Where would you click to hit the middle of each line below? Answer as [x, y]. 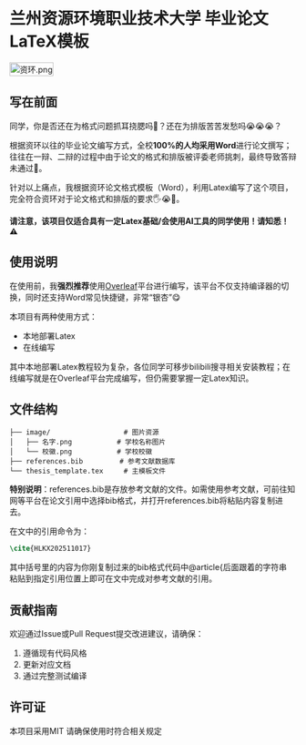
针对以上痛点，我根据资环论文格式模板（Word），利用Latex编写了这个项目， [151, 187]
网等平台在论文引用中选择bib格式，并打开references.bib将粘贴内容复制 [143, 501]
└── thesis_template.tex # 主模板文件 [88, 471]
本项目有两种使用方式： [53, 316]
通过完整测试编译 [55, 676]
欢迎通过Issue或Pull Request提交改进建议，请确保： [107, 634]
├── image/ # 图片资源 [84, 433]
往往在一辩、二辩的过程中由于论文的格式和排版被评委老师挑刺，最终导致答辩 [153, 157]
